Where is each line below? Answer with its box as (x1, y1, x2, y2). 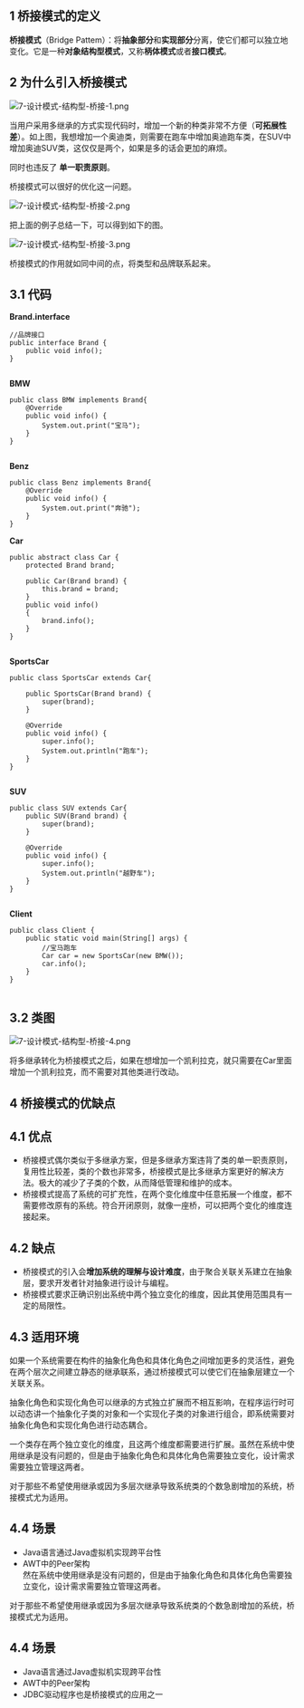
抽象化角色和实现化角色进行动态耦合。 (9, 1420, 152, 1431)
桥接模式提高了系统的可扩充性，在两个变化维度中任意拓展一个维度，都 (22, 1189, 285, 1200)
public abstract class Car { (9, 553, 119, 562)
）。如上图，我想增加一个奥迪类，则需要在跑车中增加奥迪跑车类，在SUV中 (17, 130, 292, 142)
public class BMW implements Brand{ (9, 396, 147, 405)
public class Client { (9, 926, 95, 936)
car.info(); (42, 959, 88, 969)
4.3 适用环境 (9, 1329, 80, 1345)
